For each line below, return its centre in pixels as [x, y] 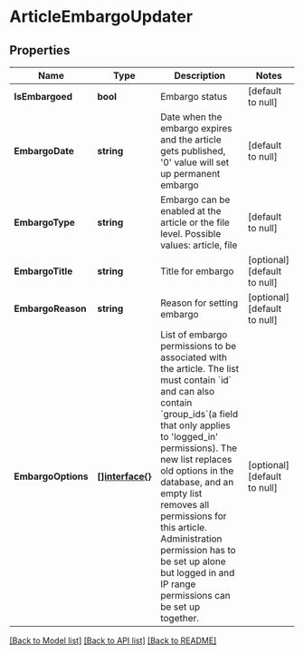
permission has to [198, 550]
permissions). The [199, 448]
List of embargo [194, 335]
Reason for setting [199, 303]
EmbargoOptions [51, 476]
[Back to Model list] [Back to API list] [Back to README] [113, 640]
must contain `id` [196, 380]
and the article [190, 140]
